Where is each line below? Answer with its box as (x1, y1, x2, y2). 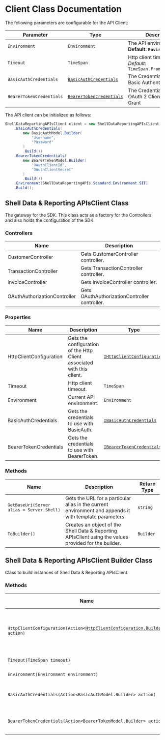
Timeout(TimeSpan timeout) (7, 657, 71, 663)
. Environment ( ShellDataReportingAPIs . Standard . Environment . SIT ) (14, 181, 148, 186)
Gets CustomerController (81, 251, 138, 258)
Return (139, 480, 156, 487)
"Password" (31, 140, 54, 145)
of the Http (68, 347, 93, 354)
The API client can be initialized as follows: (5, 112, 92, 118)
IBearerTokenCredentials (104, 444, 162, 450)
